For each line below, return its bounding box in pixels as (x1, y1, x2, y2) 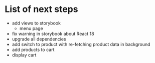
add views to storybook (12, 20, 61, 26)
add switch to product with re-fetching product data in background (12, 41, 150, 47)
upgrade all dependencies (12, 36, 66, 42)
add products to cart (12, 46, 55, 52)
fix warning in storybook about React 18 (12, 30, 94, 36)
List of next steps (5, 3, 78, 15)
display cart (12, 51, 37, 58)
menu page (19, 25, 43, 31)
